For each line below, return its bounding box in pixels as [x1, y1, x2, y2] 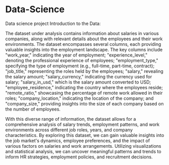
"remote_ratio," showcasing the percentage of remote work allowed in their [5, 90, 163, 96]
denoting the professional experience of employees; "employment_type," [5, 57, 159, 63]
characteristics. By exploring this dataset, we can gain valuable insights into [5, 132, 164, 138]
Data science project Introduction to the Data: [5, 20, 101, 26]
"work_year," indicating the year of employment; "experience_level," [5, 52, 148, 58]
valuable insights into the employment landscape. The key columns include [5, 46, 163, 52]
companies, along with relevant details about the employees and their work [5, 36, 163, 42]
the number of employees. [5, 106, 61, 112]
